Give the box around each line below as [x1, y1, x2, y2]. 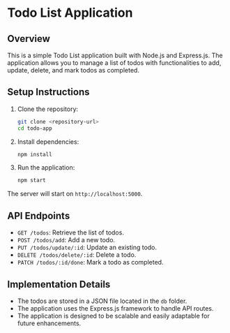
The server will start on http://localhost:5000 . [7, 190, 143, 198]
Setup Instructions [7, 86, 90, 98]
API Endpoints [7, 209, 70, 221]
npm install [17, 151, 52, 158]
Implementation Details [7, 278, 111, 290]
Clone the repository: [17, 105, 79, 113]
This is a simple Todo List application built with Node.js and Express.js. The [7, 51, 223, 59]
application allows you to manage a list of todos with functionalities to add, [7, 59, 222, 67]
